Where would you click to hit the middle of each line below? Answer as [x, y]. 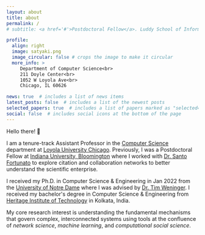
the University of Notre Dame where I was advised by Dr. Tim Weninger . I [98, 187]
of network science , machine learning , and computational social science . [99, 225]
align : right [28, 46]
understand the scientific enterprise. [52, 169]
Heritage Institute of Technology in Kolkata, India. [68, 200]
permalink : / [23, 23]
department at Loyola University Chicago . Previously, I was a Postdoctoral [99, 149]
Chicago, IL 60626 [43, 86]
